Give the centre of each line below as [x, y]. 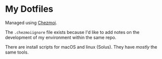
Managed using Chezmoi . [31, 23]
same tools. [17, 52]
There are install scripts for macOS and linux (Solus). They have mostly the [81, 47]
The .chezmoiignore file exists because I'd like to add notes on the [72, 32]
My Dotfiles [29, 9]
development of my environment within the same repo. [61, 37]
